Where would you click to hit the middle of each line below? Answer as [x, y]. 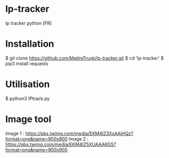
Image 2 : [79, 139]
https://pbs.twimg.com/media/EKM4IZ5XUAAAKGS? [61, 144]
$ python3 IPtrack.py [27, 98]
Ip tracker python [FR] [29, 23]
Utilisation [27, 84]
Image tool [28, 119]
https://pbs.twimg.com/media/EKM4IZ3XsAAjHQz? [79, 133]
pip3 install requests [27, 63]
